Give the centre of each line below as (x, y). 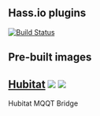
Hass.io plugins (47, 13)
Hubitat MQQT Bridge (43, 103)
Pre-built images (50, 58)
